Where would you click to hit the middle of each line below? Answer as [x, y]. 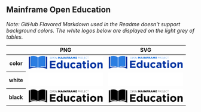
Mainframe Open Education [59, 10]
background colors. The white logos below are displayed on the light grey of [100, 30]
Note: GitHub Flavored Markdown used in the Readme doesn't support [93, 24]
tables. [15, 37]
